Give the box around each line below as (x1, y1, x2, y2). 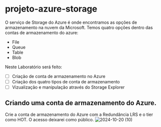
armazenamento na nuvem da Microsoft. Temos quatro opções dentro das (5, 24, 153, 30)
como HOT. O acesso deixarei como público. (5, 116, 94, 122)
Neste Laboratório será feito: (5, 64, 62, 70)
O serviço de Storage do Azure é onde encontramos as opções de (5, 19, 137, 25)
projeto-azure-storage (5, 3, 98, 15)
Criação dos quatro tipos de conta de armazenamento (12, 79, 120, 84)
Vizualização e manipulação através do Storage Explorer (12, 84, 125, 90)
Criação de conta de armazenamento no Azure (12, 73, 105, 79)
